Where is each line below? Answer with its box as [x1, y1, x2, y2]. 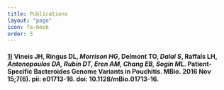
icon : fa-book [7, 23, 50, 30]
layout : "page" [7, 17, 52, 24]
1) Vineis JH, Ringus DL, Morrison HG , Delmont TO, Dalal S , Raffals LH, [7, 52, 218, 60]
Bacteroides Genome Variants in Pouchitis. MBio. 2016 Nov [33, 67, 211, 75]
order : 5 [7, 30, 33, 38]
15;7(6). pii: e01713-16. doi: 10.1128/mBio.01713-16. [7, 74, 159, 83]
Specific [7, 67, 33, 75]
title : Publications [7, 10, 69, 18]
